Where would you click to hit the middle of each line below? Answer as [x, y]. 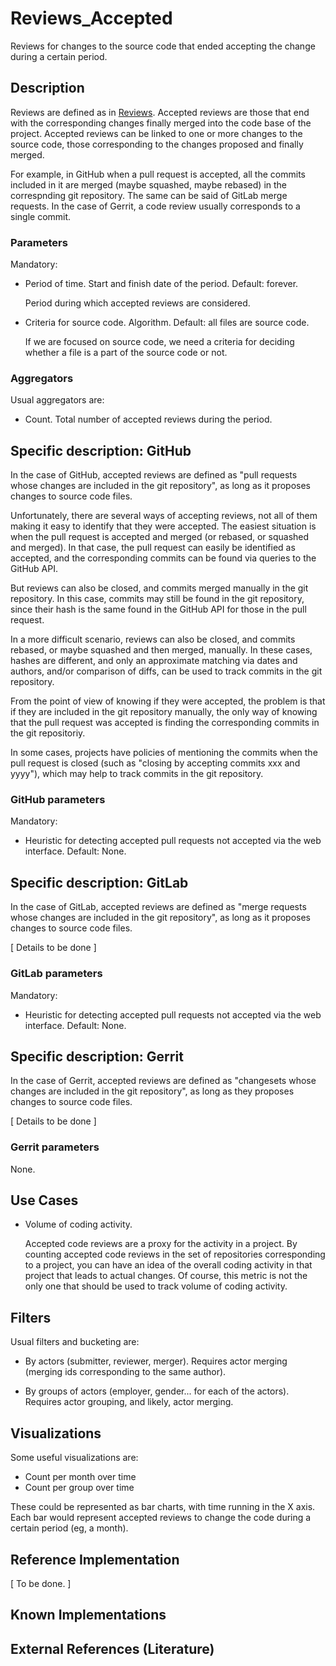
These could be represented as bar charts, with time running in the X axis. [163, 1507]
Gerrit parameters [55, 1147]
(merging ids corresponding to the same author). [125, 1372]
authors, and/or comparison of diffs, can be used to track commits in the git [166, 671]
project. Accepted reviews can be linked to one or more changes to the [156, 133]
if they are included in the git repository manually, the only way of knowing [164, 712]
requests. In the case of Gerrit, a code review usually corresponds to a [155, 206]
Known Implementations [88, 1615]
